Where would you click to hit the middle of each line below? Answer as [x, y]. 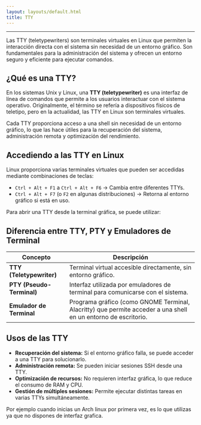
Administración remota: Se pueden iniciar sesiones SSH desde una [98, 365]
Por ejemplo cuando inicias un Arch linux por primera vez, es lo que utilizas [99, 409]
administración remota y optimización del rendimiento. [73, 136]
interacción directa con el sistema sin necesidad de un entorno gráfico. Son [100, 46]
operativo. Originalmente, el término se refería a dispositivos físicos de [93, 105]
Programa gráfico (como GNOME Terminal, [130, 302]
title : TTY [20, 17]
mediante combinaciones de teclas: [50, 176]
